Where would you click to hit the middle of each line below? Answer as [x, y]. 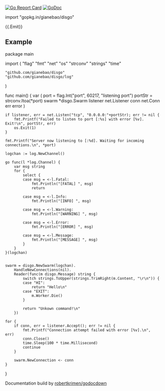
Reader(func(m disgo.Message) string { [55, 274]
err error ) [15, 106]
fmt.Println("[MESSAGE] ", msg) [65, 240]
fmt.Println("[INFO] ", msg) [61, 201]
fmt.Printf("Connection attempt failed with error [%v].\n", [87, 330]
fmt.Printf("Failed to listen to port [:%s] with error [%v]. [79, 119]
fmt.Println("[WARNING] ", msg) [65, 214]
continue [32, 347]
